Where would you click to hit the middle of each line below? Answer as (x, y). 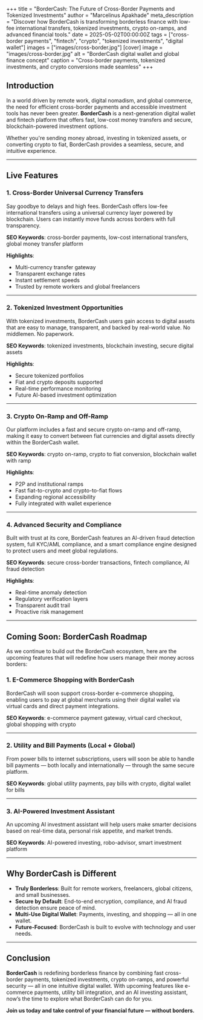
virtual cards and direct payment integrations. (63, 706)
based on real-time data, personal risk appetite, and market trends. (90, 831)
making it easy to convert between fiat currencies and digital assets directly (101, 436)
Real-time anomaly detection (51, 592)
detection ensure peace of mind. (56, 908)
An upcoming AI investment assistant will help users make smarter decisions (101, 825)
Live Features (32, 176)
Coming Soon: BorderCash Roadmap (77, 636)
